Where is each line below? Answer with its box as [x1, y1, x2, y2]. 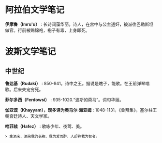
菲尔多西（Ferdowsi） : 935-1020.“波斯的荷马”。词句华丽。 [5, 97, 124, 102]
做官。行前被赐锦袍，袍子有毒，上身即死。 [5, 27, 90, 33]
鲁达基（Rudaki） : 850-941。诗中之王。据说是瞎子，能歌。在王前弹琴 [5, 80, 146, 86]
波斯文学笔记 [5, 46, 57, 57]
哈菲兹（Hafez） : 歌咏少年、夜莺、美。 [5, 123, 85, 129]
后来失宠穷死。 [13, 86, 44, 92]
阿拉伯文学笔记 [5, 4, 65, 15]
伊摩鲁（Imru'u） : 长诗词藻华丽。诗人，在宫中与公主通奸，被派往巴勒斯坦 [5, 21, 154, 27]
